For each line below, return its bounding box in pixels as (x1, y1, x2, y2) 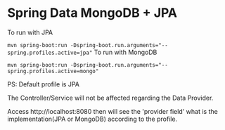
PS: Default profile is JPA (7, 79, 79, 89)
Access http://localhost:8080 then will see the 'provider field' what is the (7, 107, 218, 115)
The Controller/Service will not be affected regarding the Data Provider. (7, 93, 214, 102)
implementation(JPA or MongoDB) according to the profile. (7, 115, 178, 123)
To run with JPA (7, 28, 53, 37)
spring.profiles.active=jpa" (7, 49, 93, 56)
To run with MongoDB (94, 48, 157, 56)
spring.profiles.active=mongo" (7, 67, 99, 74)
